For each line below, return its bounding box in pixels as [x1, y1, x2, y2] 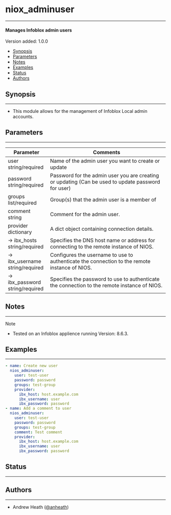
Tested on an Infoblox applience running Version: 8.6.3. [12, 330, 129, 337]
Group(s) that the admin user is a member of [50, 196, 157, 203]
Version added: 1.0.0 [5, 38, 48, 44]
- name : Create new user [5, 363, 58, 369]
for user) [50, 185, 71, 192]
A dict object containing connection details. [50, 225, 154, 232]
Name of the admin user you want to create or [50, 157, 160, 164]
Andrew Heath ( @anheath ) [12, 504, 69, 510]
